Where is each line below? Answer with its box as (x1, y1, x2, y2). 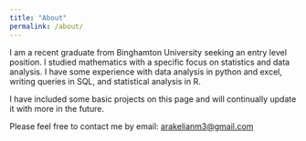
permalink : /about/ (9, 22, 84, 31)
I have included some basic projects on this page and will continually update (9, 93, 297, 105)
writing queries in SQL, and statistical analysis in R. (9, 76, 201, 86)
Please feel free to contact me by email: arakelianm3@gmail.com (9, 120, 254, 132)
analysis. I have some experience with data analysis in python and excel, (9, 65, 283, 77)
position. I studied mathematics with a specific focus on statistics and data (9, 56, 290, 67)
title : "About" (9, 13, 68, 23)
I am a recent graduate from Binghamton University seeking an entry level (9, 46, 288, 57)
